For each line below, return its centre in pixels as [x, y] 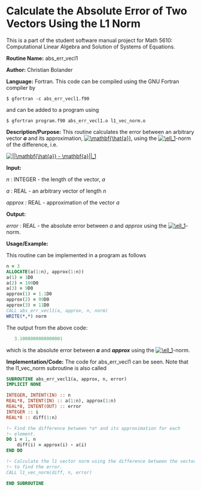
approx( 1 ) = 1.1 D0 [29, 294]
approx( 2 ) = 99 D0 [28, 300]
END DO [14, 451]
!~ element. [21, 434]
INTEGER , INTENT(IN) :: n [38, 395]
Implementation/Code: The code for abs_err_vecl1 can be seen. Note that [97, 362]
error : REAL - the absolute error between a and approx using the [86, 225]
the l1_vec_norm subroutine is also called [56, 368]
